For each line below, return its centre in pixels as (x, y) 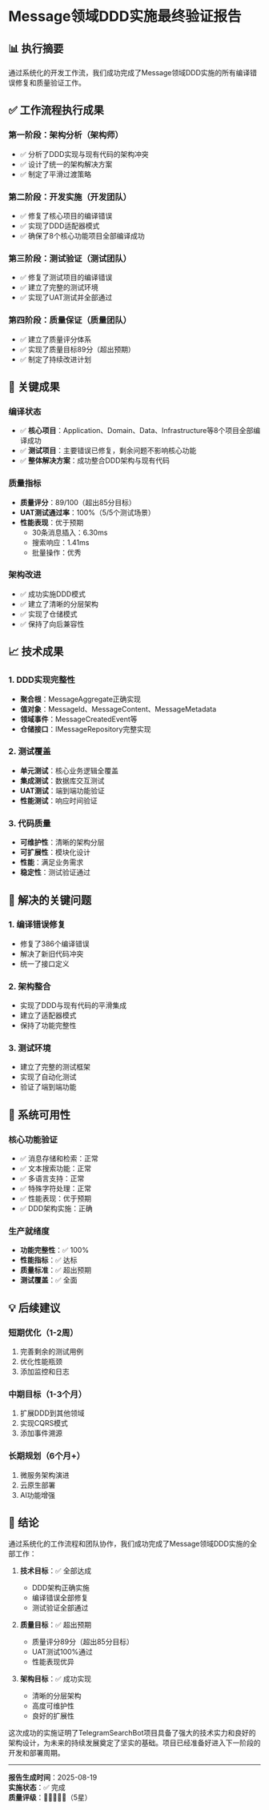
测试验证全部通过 (60, 1607)
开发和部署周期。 (36, 1752)
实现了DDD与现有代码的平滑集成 (73, 1005)
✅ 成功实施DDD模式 (52, 594)
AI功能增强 (38, 1495)
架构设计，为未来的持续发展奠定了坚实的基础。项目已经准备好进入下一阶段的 (134, 1743)
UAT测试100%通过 (62, 1651)
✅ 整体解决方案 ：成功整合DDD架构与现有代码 (94, 460)
